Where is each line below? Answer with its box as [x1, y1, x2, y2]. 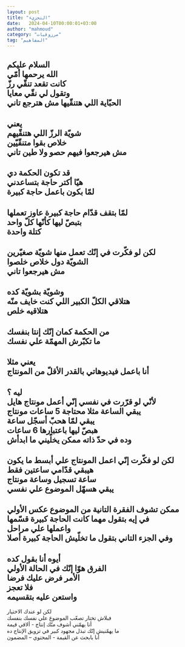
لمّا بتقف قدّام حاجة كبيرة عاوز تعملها [7, 208, 128, 218]
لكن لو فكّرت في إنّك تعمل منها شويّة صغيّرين [7, 247, 156, 257]
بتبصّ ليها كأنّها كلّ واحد [7, 217, 82, 227]
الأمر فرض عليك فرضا [7, 573, 80, 583]
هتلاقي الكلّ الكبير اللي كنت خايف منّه [7, 296, 130, 307]
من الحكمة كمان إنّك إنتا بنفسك [7, 326, 110, 337]
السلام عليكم [7, 60, 50, 70]
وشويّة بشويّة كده [7, 287, 64, 297]
